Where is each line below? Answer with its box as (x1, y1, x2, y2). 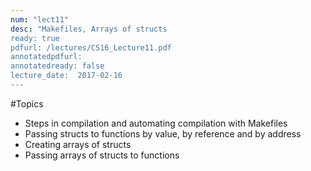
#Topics (10, 97, 44, 110)
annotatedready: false (10, 61, 105, 71)
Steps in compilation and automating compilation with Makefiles (24, 117, 288, 129)
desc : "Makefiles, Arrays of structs (10, 24, 168, 34)
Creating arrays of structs (24, 138, 132, 150)
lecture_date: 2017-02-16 (10, 71, 123, 81)
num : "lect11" (10, 14, 70, 25)
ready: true (10, 33, 60, 43)
